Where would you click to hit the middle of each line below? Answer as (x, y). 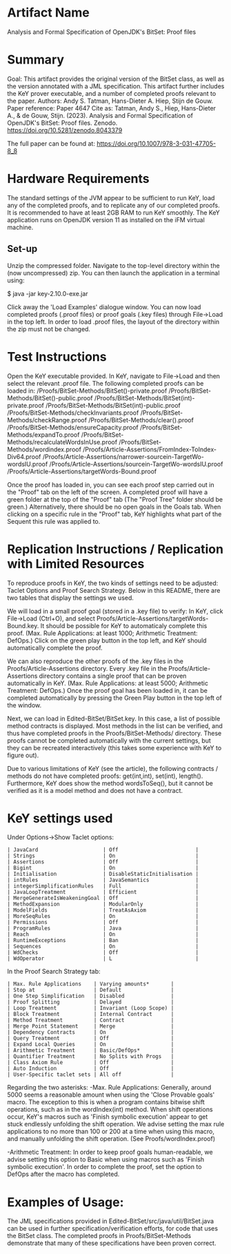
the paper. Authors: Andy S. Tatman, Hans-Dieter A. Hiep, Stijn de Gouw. (110, 101)
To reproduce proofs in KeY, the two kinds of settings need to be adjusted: (113, 583)
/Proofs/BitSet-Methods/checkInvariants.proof (73, 413)
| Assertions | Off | (103, 862)
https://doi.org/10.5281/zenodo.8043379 (65, 130)
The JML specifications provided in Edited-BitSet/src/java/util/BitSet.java (111, 1221)
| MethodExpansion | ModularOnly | (103, 904)
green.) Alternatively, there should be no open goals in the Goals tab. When (114, 507)
